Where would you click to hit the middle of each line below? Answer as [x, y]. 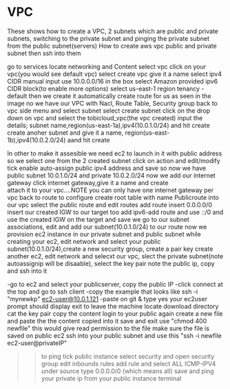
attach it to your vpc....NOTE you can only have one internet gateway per [111, 190]
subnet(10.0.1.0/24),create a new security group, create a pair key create [110, 249]
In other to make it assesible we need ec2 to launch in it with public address [115, 153]
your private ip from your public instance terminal [111, 378]
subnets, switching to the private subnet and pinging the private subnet [108, 38]
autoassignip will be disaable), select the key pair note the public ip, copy [111, 263]
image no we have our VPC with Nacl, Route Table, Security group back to [113, 103]
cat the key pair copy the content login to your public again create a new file [115, 313]
